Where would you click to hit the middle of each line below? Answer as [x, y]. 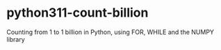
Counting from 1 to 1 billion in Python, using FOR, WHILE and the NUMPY [110, 32]
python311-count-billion [77, 13]
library [16, 39]
